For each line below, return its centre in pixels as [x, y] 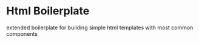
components [22, 33]
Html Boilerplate [48, 11]
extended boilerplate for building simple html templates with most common [100, 27]
